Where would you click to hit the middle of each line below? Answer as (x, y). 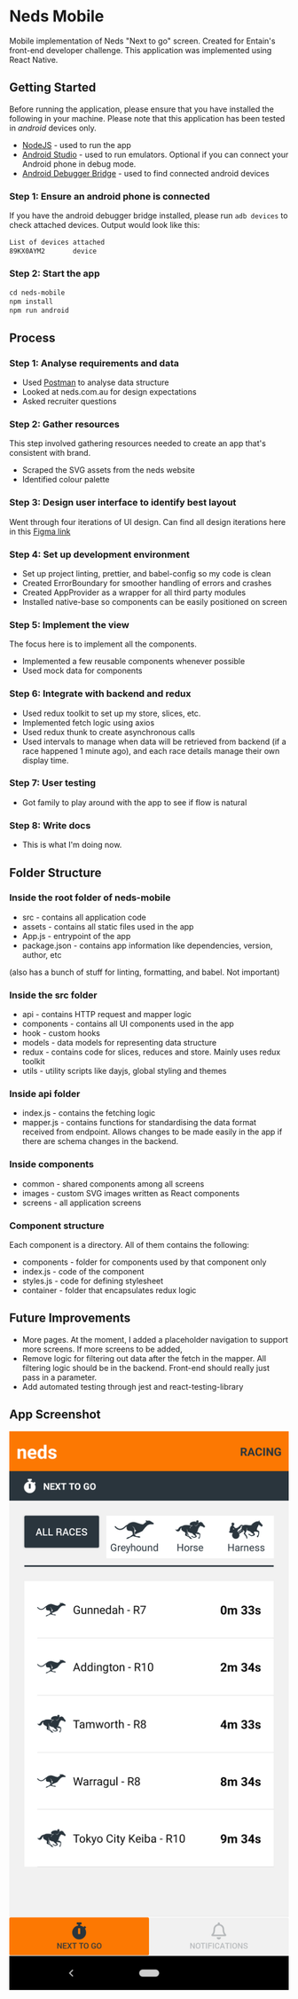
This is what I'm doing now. (72, 845)
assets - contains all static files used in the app (108, 926)
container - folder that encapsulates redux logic (109, 1290)
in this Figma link (40, 531)
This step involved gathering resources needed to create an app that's (137, 443)
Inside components (52, 1164)
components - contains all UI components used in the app (128, 1024)
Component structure (57, 1226)
